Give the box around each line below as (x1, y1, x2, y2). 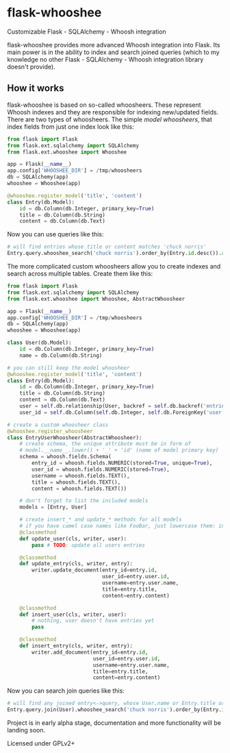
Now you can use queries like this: (7, 230, 104, 238)
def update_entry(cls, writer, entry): (19, 560, 133, 567)
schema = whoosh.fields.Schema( (19, 454, 112, 460)
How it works (7, 82, 64, 94)
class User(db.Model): (7, 339, 72, 347)
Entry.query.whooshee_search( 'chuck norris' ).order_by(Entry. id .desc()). (7, 250, 222, 257)
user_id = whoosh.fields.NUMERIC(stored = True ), (31, 466, 170, 473)
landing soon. (7, 726, 46, 734)
